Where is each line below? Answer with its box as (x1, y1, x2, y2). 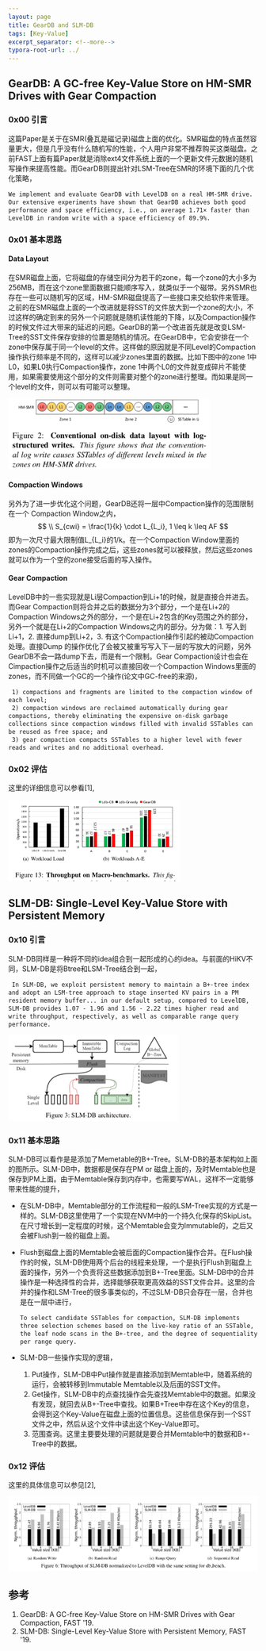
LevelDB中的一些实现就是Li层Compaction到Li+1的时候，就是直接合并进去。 (8, 592, 253, 601)
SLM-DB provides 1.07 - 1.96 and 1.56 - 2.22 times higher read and (8, 1004, 239, 1012)
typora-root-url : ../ (8, 46, 80, 55)
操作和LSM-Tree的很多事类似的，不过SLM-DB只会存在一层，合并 (33, 1288, 246, 1297)
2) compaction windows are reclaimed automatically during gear (11, 704, 228, 712)
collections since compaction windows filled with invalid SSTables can (8, 720, 253, 728)
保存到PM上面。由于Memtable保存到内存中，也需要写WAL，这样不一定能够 (8, 1174, 254, 1184)
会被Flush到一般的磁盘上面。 (19, 1231, 115, 1241)
